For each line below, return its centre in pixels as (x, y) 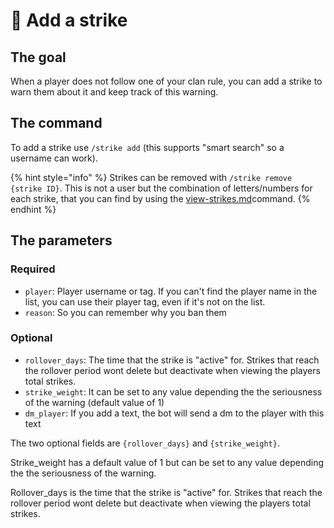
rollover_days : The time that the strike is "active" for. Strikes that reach (172, 360)
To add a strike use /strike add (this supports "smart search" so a (147, 147)
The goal (38, 57)
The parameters (61, 240)
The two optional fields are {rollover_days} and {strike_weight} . (145, 443)
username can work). (54, 158)
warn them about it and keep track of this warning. (114, 92)
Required (33, 269)
